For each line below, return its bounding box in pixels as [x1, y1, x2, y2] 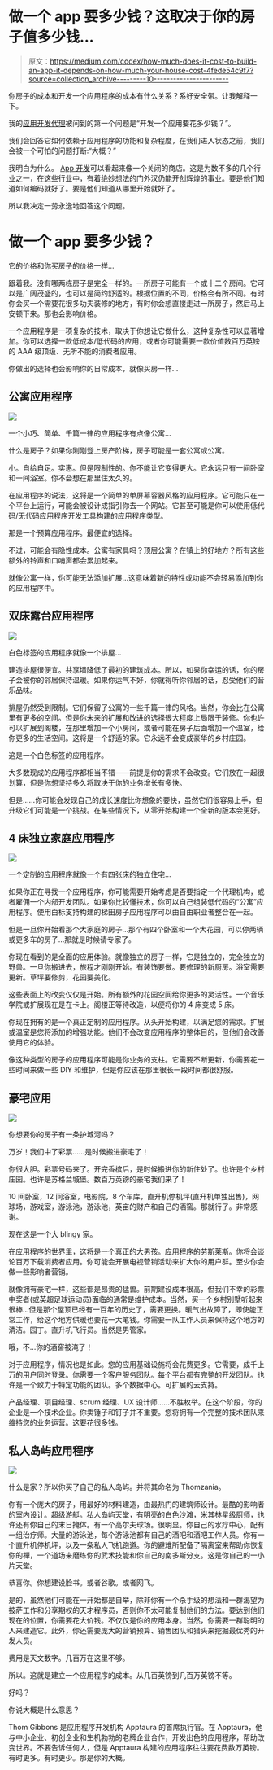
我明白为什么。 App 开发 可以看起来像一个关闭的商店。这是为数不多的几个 [8, 163, 254, 173]
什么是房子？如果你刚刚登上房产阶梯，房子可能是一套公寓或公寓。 [8, 445, 229, 455]
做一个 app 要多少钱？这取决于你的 [8, 7, 241, 26]
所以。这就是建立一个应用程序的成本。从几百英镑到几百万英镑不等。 [8, 1670, 236, 1680]
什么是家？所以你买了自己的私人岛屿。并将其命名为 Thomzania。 [8, 1482, 226, 1492]
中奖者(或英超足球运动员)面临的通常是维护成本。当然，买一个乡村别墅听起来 [8, 1295, 263, 1304]
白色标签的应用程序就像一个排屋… [8, 647, 122, 657]
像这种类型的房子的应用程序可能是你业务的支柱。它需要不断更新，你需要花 [8, 1055, 258, 1065]
